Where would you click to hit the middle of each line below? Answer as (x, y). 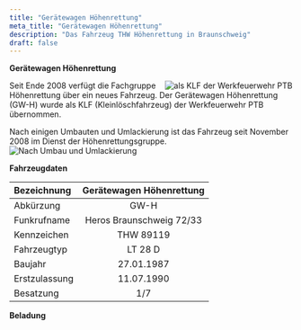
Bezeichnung (43, 191)
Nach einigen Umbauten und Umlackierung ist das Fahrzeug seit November (149, 132)
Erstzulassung (44, 279)
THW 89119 (143, 235)
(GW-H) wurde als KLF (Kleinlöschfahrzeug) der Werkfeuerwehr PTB (137, 105)
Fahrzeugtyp (41, 250)
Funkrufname (42, 220)
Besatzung (37, 293)
